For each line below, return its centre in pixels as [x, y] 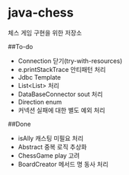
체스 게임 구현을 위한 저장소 [45, 33]
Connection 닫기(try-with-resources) [70, 61]
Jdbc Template [39, 77]
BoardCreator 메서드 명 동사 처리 [63, 164]
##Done [19, 124]
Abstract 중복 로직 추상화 [52, 147]
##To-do [20, 46]
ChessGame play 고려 [49, 155]
